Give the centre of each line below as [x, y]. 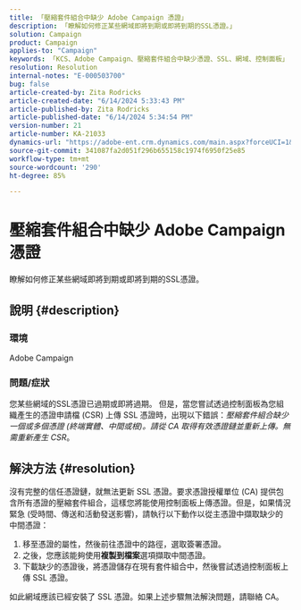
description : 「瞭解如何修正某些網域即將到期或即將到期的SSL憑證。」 [123, 26]
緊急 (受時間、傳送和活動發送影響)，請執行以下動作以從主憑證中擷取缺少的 [146, 513]
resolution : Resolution [54, 68]
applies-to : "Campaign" [54, 51]
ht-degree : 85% [38, 175]
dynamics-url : [36, 142]
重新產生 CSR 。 [46, 437]
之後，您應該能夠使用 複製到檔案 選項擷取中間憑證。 [116, 555]
